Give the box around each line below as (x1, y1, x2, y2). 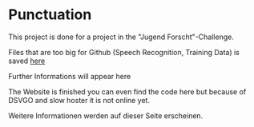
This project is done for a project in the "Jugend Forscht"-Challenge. (8, 32, 234, 42)
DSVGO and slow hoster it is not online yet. (8, 95, 151, 105)
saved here (8, 56, 46, 65)
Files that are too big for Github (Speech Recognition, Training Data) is (8, 47, 240, 57)
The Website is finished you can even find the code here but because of (8, 86, 247, 97)
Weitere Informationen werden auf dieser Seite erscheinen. (8, 110, 204, 121)
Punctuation (8, 6, 92, 24)
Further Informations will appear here (8, 71, 131, 81)
